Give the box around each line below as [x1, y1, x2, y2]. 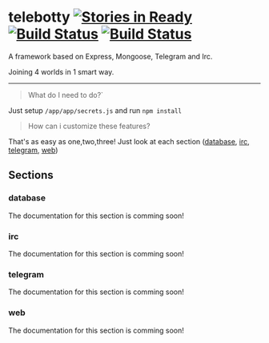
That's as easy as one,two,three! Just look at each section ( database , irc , [8, 136, 250, 146]
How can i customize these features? [27, 121, 151, 131]
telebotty [8, 8, 70, 26]
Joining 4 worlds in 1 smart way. [8, 67, 114, 76]
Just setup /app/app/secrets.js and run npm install [8, 105, 183, 115]
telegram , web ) [8, 145, 58, 155]
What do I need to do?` [27, 90, 104, 99]
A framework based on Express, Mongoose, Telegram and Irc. [8, 51, 213, 61]
